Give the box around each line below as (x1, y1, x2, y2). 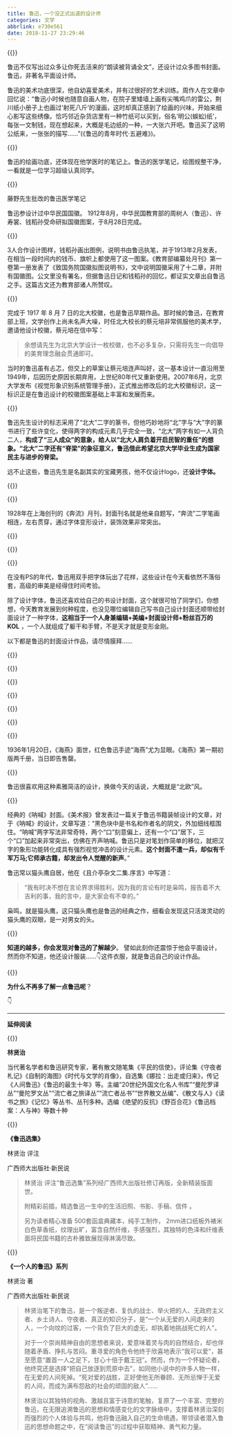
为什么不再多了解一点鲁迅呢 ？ (7, 982, 92, 991)
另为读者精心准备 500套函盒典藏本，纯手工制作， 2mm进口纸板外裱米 (23, 1217, 223, 1225)
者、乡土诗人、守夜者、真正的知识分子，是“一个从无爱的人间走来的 (23, 1315, 215, 1323)
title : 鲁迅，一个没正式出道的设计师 (7, 10, 101, 17)
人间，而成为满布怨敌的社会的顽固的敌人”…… (30, 1382, 158, 1390)
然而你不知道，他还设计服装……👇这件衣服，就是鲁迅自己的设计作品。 (7, 952, 204, 960)
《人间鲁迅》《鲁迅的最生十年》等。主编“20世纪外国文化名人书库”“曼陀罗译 (7, 1080, 220, 1088)
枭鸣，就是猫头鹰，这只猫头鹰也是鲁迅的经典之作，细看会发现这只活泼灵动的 (7, 907, 225, 915)
